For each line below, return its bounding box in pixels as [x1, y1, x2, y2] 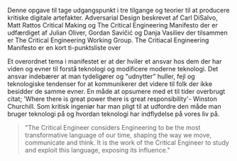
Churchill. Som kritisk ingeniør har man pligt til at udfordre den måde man [7, 102, 221, 110]
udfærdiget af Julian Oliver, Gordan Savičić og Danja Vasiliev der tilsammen [7, 28, 228, 37]
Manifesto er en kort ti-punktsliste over [7, 44, 121, 52]
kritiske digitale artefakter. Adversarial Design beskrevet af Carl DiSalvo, [7, 13, 218, 22]
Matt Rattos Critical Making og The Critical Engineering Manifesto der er [7, 21, 218, 29]
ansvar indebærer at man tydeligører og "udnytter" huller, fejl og [7, 72, 195, 80]
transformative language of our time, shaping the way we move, [24, 131, 211, 139]
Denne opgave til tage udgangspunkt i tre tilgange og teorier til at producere [7, 6, 230, 14]
